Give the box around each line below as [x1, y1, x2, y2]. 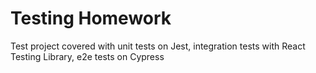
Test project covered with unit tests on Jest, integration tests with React [10, 40, 306, 52]
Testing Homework [10, 7, 172, 30]
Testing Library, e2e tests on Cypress [10, 50, 165, 62]
